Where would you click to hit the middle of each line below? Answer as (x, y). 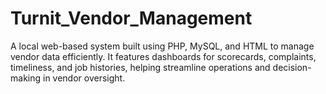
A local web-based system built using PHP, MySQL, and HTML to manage (162, 46)
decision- (292, 67)
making (26, 78)
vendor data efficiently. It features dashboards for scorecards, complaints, (163, 56)
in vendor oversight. (84, 78)
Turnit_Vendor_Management (131, 18)
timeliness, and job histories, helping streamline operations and (140, 67)
